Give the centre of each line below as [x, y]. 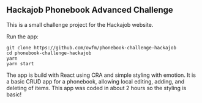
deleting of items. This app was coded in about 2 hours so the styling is [96, 88]
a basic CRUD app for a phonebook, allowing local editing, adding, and [95, 81]
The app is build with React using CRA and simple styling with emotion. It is [101, 75]
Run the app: [22, 37]
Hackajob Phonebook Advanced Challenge [90, 10]
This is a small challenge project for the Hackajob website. [80, 24]
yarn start [20, 63]
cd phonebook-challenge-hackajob [49, 53]
